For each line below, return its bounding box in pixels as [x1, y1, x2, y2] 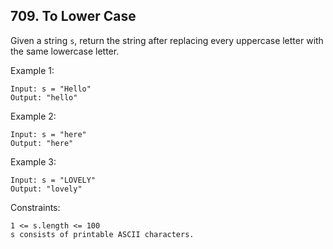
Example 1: [10, 64, 55, 76]
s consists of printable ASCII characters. [10, 229, 195, 239]
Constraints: [10, 201, 61, 213]
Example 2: [10, 110, 57, 122]
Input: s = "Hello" [10, 84, 92, 94]
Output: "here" [10, 138, 74, 148]
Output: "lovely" [10, 184, 83, 194]
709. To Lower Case [10, 8, 137, 25]
